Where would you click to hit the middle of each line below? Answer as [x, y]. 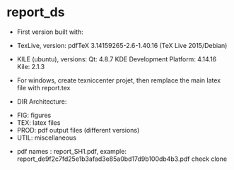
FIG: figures [34, 115]
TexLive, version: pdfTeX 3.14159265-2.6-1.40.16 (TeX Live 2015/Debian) [122, 45]
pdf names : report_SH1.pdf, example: [71, 151]
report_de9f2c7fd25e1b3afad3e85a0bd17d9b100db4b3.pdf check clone [122, 159]
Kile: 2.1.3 [31, 66]
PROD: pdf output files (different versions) [78, 130]
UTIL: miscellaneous [47, 138]
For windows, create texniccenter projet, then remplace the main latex [118, 80]
